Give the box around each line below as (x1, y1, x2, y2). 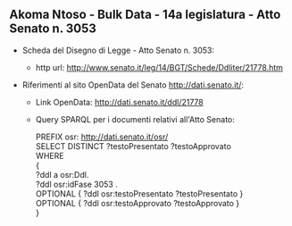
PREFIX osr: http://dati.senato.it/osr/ (35, 131, 169, 142)
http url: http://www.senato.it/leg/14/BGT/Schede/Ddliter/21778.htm (35, 62, 284, 72)
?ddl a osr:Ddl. (35, 169, 89, 180)
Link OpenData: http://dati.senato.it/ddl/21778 (35, 96, 204, 107)
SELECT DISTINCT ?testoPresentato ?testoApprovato (35, 140, 232, 151)
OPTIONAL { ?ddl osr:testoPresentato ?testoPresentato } (35, 188, 244, 199)
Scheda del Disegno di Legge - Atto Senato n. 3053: (21, 45, 215, 55)
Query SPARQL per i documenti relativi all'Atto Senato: (35, 113, 235, 124)
